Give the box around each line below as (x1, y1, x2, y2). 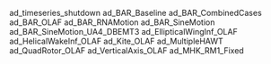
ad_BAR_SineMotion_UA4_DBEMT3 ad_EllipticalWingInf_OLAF (9, 27, 238, 36)
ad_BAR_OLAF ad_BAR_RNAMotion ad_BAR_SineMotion (9, 17, 215, 28)
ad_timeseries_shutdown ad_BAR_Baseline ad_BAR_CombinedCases (9, 8, 262, 18)
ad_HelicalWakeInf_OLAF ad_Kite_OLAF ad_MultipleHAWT (9, 36, 224, 46)
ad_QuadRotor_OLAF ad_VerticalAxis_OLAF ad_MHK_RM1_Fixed (9, 45, 244, 56)
